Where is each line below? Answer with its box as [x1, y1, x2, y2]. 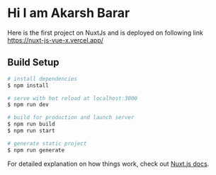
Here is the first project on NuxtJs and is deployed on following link [7, 28, 203, 37]
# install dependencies [7, 75, 78, 82]
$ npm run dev [7, 101, 50, 108]
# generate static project [7, 140, 87, 147]
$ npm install [7, 81, 50, 89]
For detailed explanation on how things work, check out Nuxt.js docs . [7, 159, 210, 168]
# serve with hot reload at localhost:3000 [7, 94, 138, 102]
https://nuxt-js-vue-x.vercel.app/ [7, 35, 104, 44]
